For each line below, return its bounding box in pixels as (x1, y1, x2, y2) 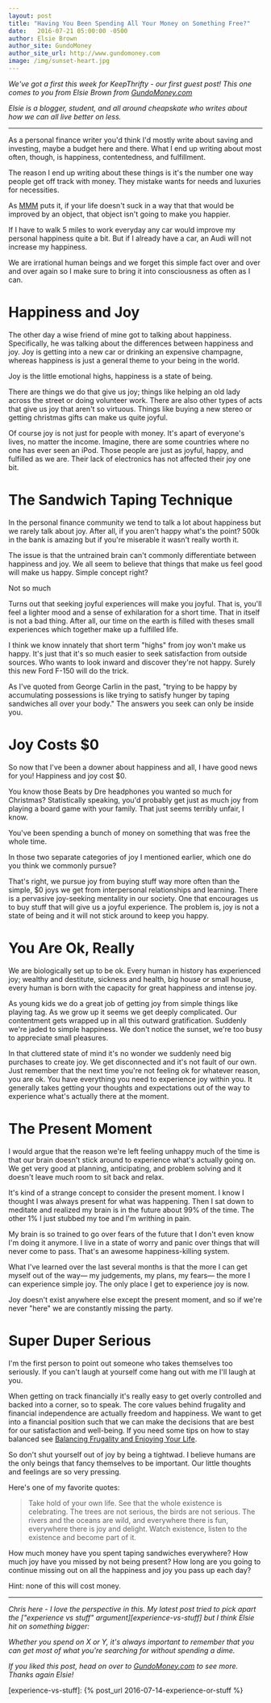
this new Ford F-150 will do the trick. (8, 665, 129, 675)
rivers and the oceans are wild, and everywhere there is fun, (27, 1515, 228, 1525)
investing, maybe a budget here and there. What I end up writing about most (8, 143, 262, 153)
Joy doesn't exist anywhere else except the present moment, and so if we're (8, 1294, 262, 1304)
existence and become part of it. (27, 1532, 137, 1542)
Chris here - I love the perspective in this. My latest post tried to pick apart (8, 1604, 256, 1613)
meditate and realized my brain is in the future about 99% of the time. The (8, 1205, 255, 1214)
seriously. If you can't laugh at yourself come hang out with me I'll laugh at (8, 1366, 256, 1377)
